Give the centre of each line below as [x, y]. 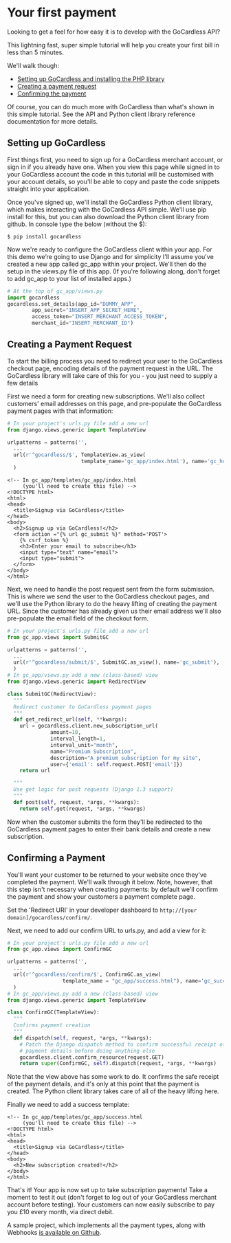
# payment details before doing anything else [87, 1051]
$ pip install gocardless [44, 236]
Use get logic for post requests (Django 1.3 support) [93, 790]
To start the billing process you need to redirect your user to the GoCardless [115, 361]
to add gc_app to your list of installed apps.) [69, 278]
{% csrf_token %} [44, 540]
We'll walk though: [33, 65]
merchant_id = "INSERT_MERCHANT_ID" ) [83, 323]
